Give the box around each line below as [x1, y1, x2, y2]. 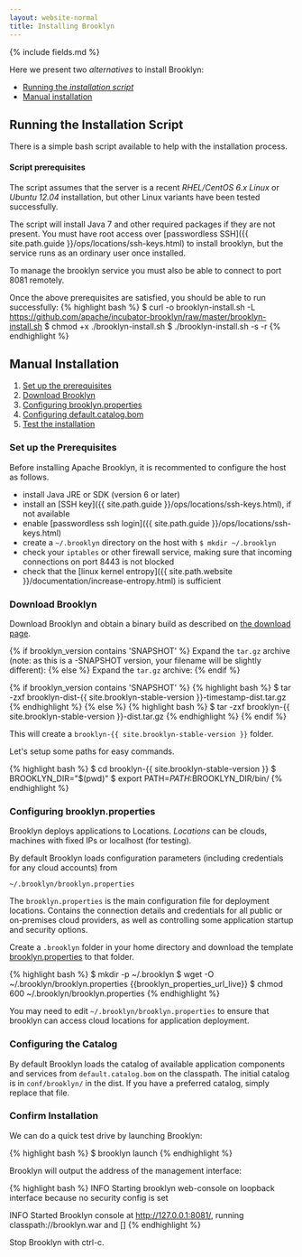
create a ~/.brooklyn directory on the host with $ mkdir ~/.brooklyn [22, 536, 277, 547]
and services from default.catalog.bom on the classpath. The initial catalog [9, 1067, 290, 1079]
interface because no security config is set [9, 1192, 169, 1203]
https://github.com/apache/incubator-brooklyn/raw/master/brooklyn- [9, 311, 267, 321]
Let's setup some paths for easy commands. [9, 746, 175, 757]
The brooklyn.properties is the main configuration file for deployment [9, 896, 270, 907]
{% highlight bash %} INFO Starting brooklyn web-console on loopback [9, 1182, 275, 1193]
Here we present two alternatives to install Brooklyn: [9, 64, 205, 75]
